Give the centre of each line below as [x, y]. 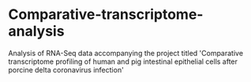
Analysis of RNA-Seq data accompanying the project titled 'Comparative [126, 53]
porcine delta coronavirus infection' [66, 69]
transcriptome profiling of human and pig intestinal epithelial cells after [123, 61]
